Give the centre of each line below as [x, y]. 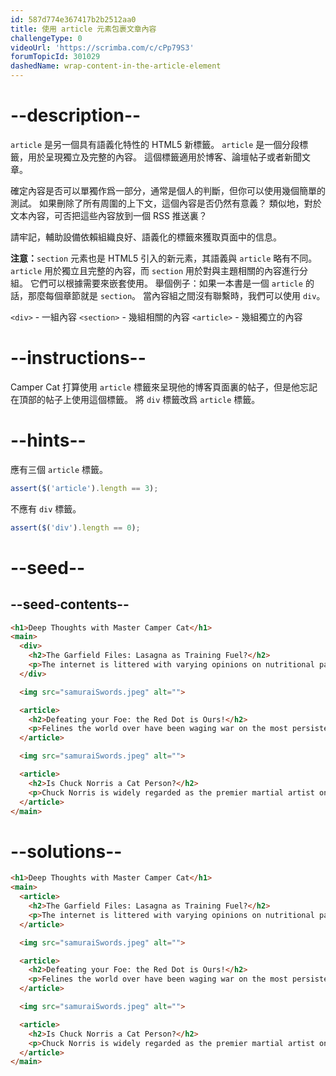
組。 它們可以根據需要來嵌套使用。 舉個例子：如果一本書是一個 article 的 [162, 283]
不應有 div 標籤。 [46, 508]
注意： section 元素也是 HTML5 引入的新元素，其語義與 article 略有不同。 [164, 258]
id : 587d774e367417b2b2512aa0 [73, 19]
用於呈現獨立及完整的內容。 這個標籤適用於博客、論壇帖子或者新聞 [164, 157]
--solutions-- [66, 851]
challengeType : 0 [46, 38]
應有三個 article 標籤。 [59, 469]
